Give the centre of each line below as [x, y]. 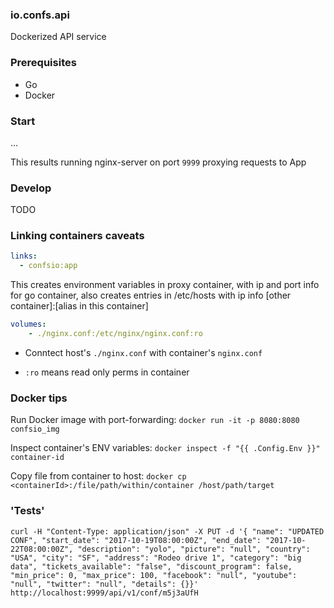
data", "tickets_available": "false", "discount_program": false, [151, 566]
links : [24, 256]
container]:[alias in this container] [79, 306]
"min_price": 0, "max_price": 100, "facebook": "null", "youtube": [154, 575]
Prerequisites [43, 63]
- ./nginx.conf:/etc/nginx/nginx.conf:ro [115, 334]
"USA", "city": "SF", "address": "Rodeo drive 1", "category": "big [156, 558]
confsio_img [35, 429]
